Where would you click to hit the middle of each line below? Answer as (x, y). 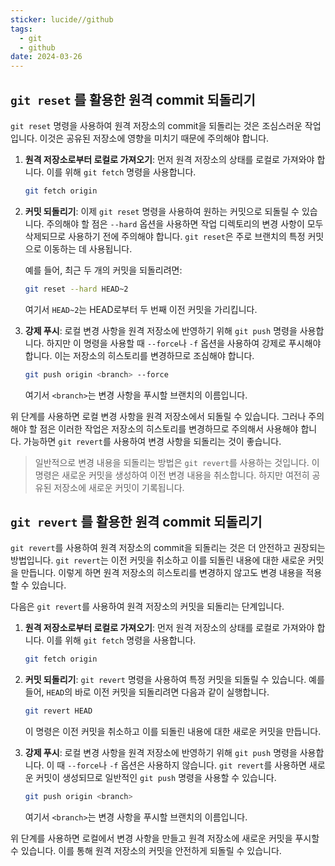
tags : (21, 29)
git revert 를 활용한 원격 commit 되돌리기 (136, 521)
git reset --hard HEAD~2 (76, 289)
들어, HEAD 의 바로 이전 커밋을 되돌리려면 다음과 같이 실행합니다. (147, 692)
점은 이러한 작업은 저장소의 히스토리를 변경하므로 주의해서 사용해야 (169, 428)
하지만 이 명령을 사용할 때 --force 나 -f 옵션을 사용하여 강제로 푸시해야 (184, 343)
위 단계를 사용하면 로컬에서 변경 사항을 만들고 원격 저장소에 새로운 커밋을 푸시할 (165, 838)
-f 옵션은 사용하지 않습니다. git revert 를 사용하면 (208, 765)
